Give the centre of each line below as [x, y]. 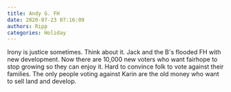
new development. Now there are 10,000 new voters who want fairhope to [112, 60]
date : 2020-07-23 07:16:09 [46, 20]
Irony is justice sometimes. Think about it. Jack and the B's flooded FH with [114, 52]
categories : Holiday [37, 33]
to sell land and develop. [42, 81]
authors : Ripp [28, 26]
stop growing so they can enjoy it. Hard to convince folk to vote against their [115, 67]
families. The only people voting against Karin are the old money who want [113, 74]
